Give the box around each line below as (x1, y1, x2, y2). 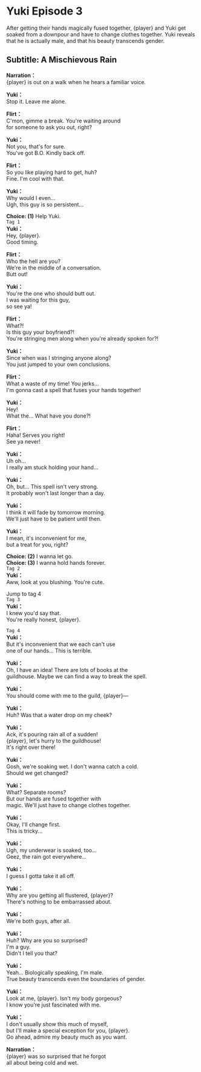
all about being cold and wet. (6, 1059, 79, 1066)
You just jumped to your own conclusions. (6, 361, 111, 368)
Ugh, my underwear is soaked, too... (6, 847, 97, 854)
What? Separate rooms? (6, 788, 67, 796)
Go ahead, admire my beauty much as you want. (6, 1033, 127, 1040)
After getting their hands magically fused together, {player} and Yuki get (6, 24, 186, 32)
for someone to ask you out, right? (6, 123, 92, 131)
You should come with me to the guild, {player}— (6, 692, 129, 699)
